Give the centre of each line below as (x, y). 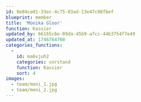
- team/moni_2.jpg (34, 90)
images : (15, 79)
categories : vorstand (43, 62)
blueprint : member (29, 17)
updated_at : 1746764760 (36, 40)
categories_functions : (34, 46)
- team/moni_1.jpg (34, 85)
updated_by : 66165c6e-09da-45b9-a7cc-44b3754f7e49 (70, 34)
